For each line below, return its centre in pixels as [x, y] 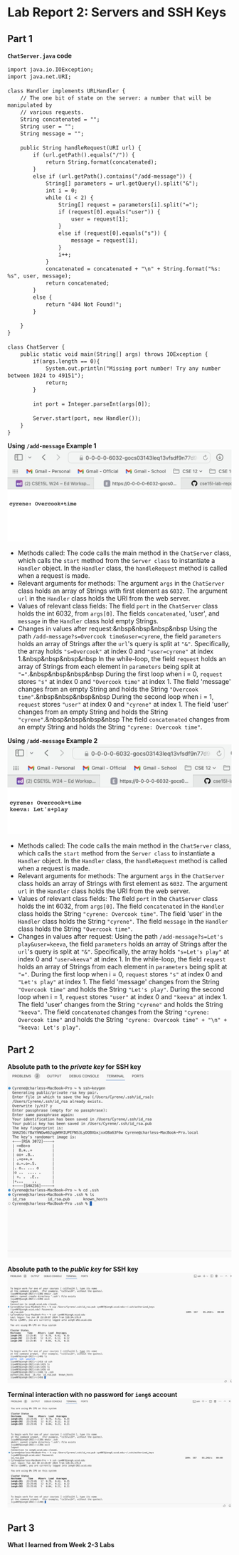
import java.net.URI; [39, 77]
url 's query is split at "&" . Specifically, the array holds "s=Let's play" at [123, 952]
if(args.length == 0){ [67, 362]
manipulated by [30, 105]
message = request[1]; [105, 241]
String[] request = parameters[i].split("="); [128, 205]
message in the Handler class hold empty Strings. [88, 621]
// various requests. [52, 112]
